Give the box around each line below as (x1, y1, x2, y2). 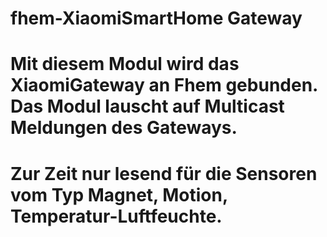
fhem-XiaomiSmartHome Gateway (10, 7, 303, 30)
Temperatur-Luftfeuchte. (10, 205, 223, 227)
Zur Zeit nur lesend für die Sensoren (10, 162, 318, 185)
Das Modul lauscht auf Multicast (10, 95, 285, 118)
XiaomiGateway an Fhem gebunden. (10, 74, 318, 97)
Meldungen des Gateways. (10, 117, 238, 139)
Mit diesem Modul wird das (10, 53, 240, 76)
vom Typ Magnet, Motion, (10, 183, 228, 206)
